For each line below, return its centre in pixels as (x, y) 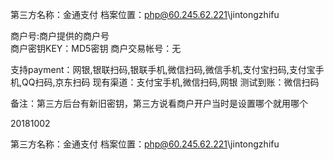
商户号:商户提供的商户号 (60, 36)
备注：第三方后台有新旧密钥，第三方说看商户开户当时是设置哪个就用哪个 (159, 103)
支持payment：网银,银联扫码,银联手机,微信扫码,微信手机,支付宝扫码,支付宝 (163, 69)
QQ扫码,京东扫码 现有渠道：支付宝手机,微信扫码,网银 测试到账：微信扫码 (170, 82)
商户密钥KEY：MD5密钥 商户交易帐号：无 (96, 48)
